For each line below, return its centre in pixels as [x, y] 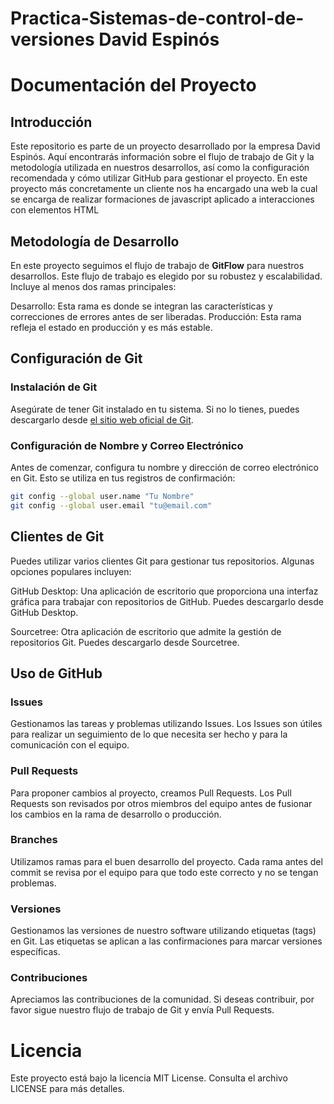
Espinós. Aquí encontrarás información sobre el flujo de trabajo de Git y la [162, 157]
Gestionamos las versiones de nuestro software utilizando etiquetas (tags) [163, 931]
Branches [34, 840]
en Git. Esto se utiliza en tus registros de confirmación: [123, 478]
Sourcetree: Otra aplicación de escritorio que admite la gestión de [146, 631]
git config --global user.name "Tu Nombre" [102, 496]
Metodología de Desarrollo [95, 241]
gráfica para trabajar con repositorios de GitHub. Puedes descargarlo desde [167, 601]
